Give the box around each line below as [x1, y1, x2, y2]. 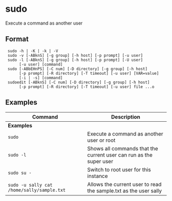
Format [5, 35, 29, 43]
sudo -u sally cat [8, 182, 53, 188]
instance [87, 172, 109, 180]
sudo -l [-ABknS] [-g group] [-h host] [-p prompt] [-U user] [7, 57, 143, 62]
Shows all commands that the [87, 145, 158, 152]
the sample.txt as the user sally [87, 187, 162, 194]
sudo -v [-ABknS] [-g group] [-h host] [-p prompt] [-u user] [7, 53, 143, 58]
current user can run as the [87, 151, 153, 159]
